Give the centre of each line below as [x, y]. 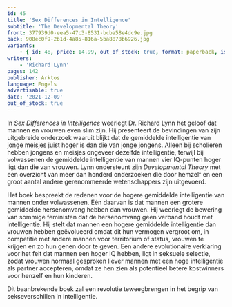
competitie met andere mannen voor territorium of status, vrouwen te [106, 239]
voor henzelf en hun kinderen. [50, 275]
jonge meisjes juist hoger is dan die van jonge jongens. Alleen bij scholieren [115, 145]
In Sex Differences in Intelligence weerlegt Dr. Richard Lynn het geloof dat [112, 123]
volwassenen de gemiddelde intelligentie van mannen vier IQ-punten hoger [114, 159]
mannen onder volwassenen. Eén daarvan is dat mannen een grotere [105, 202]
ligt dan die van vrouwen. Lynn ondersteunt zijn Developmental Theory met [114, 167]
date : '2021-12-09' [35, 97]
